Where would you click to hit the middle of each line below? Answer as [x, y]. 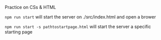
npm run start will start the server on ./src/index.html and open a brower [80, 17]
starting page [19, 32]
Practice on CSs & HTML [31, 7]
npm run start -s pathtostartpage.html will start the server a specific [78, 26]
